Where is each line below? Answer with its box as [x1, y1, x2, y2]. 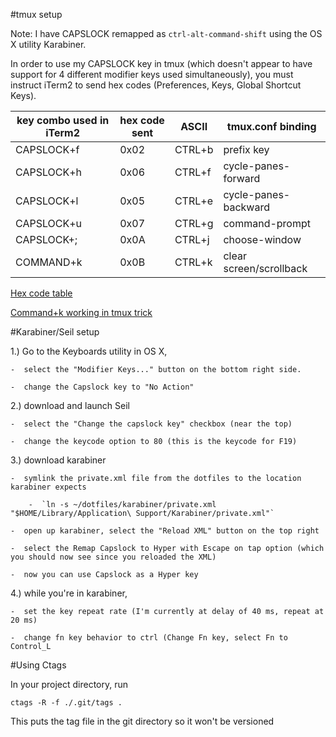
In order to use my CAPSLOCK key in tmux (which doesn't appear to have [10, 58, 313, 69]
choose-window [223, 233, 302, 246]
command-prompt [223, 217, 312, 230]
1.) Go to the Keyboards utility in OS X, [10, 345, 168, 357]
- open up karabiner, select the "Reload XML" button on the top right [10, 526, 320, 536]
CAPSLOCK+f [15, 143, 80, 156]
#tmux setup [10, 9, 63, 20]
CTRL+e [174, 194, 213, 208]
